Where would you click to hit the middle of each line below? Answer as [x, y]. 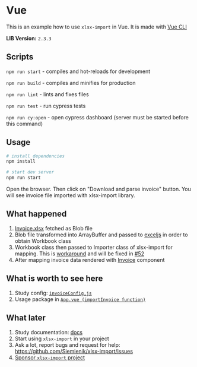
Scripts [20, 57]
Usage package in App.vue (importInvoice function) [80, 299]
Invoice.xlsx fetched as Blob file [54, 228]
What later [26, 318]
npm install [21, 162]
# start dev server [30, 172]
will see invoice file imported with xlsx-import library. [71, 195]
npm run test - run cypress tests [46, 106]
